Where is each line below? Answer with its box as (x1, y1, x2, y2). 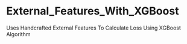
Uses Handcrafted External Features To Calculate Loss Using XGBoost (6, 24, 181, 31)
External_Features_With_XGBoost (6, 4, 179, 18)
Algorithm (6, 30, 31, 37)
